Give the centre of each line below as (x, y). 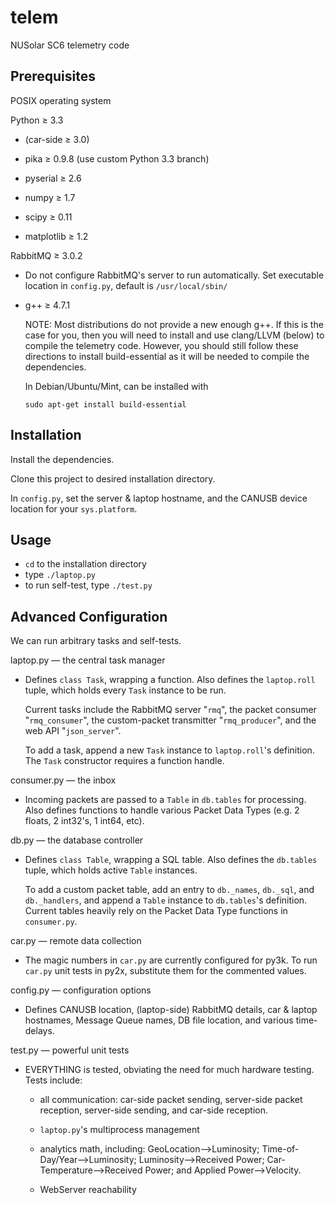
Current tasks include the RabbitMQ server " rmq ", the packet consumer (170, 710)
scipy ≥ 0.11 (48, 217)
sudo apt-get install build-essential (105, 404)
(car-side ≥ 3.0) (57, 139)
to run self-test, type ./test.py (88, 585)
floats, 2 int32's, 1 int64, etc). (84, 821)
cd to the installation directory (85, 564)
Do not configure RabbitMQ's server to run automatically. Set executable (174, 275)
